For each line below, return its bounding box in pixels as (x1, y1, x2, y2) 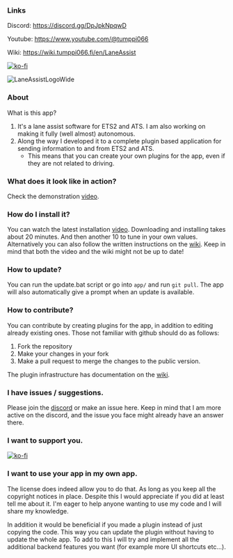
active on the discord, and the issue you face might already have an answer (7, 411, 224, 420)
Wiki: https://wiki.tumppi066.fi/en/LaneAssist (7, 48, 136, 57)
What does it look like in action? (7, 176, 117, 186)
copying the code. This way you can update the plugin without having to (7, 527, 214, 536)
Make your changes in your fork (17, 349, 109, 358)
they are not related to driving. (27, 159, 115, 167)
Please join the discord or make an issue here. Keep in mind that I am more (7, 404, 221, 412)
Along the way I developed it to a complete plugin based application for (17, 136, 222, 145)
